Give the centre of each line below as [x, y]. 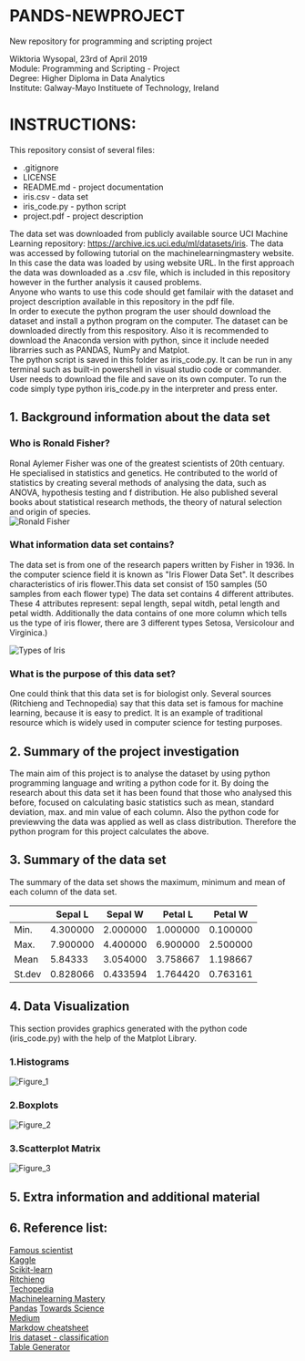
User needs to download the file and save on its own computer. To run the [148, 378]
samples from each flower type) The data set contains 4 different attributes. [152, 593]
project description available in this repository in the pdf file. [122, 301]
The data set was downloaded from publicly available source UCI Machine [149, 233]
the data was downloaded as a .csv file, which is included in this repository [150, 272]
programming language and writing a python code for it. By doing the [139, 783]
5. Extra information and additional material [135, 1196]
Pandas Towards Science [57, 1308]
